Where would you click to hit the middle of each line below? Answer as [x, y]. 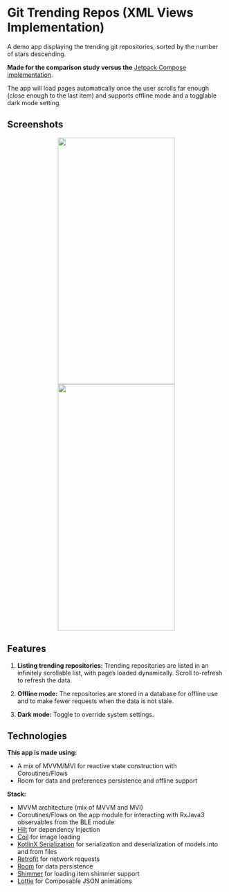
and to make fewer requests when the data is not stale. [95, 701]
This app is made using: [42, 753]
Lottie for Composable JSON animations [75, 881]
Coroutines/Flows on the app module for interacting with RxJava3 [111, 815]
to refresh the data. [45, 680]
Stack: [17, 794]
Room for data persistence [55, 866]
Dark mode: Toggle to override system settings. [85, 714]
